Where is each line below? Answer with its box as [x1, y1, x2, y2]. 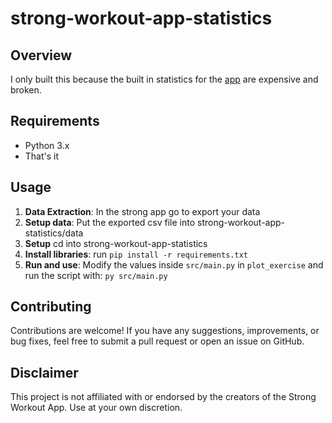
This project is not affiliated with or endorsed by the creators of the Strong [10, 391, 317, 403]
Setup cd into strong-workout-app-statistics [24, 237, 208, 249]
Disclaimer [10, 364, 79, 381]
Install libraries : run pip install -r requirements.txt [24, 248, 248, 260]
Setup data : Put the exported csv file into [24, 216, 196, 228]
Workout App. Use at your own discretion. [10, 402, 183, 414]
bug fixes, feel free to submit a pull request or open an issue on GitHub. [10, 335, 305, 347]
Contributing [10, 298, 92, 316]
